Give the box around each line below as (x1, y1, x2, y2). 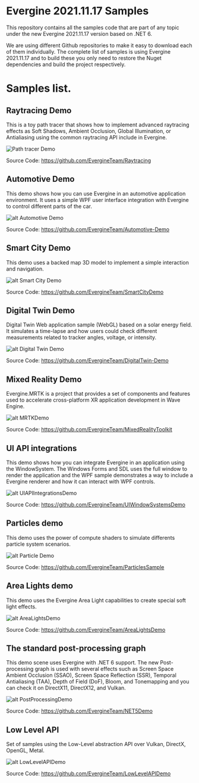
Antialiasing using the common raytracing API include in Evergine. (6, 133, 168, 141)
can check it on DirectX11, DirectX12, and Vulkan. (6, 684, 126, 692)
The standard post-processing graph (6, 644, 146, 654)
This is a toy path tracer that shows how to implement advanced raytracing (6, 121, 189, 128)
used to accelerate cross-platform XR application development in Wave (6, 396, 181, 403)
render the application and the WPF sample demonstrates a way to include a (6, 472, 193, 479)
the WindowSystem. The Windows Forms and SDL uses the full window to (6, 465, 188, 472)
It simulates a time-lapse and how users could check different (6, 328, 157, 335)
